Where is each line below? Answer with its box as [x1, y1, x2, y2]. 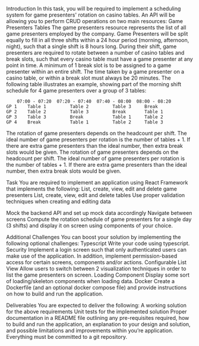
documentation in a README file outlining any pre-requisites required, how [6, 315, 189, 321]
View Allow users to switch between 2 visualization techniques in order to [6, 265, 187, 272]
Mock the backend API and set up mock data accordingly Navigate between [6, 209, 192, 216]
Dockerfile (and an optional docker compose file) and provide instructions [6, 284, 187, 291]
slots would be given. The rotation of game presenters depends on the [6, 148, 179, 155]
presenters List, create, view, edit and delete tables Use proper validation [6, 192, 185, 198]
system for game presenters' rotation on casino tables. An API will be [6, 11, 175, 18]
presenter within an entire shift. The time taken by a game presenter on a [6, 68, 185, 75]
